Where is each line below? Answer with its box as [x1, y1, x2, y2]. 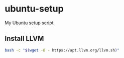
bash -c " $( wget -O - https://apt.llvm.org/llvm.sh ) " [5, 47, 120, 53]
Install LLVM [5, 34, 44, 43]
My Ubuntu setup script [5, 20, 54, 26]
